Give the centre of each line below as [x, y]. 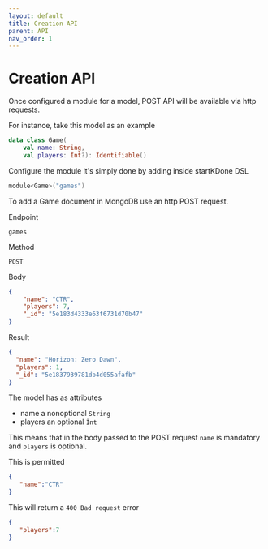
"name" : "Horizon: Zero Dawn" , [69, 359]
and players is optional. [48, 446]
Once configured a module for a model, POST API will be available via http [132, 101]
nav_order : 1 [30, 39]
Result [19, 337]
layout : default [36, 16]
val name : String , [54, 148]
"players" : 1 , [39, 367]
